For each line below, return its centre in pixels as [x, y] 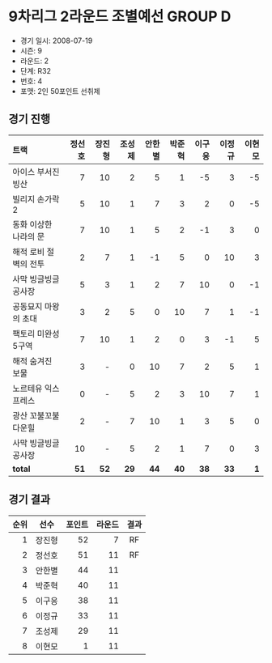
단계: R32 [35, 70]
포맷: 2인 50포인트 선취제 [60, 91]
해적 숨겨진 [32, 361]
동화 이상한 [32, 224]
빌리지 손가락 [36, 199]
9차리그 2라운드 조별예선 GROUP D [120, 17]
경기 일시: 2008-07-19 [56, 40]
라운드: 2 [34, 61]
